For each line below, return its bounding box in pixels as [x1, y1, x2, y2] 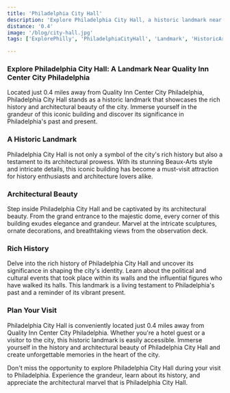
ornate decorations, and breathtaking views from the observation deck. [7, 227, 208, 235]
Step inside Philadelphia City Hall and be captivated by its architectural [7, 205, 207, 213]
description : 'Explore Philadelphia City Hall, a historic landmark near [7, 16, 222, 23]
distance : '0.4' [7, 23, 53, 29]
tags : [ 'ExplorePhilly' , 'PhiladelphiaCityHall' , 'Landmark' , [7, 36, 188, 43]
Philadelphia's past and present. [7, 117, 98, 126]
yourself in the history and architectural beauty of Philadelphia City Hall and [7, 343, 220, 351]
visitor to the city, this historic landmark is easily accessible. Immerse [7, 335, 203, 344]
